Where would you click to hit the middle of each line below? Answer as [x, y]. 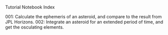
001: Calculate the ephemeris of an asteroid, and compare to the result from [83, 17]
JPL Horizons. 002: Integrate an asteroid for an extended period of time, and [84, 22]
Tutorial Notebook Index [30, 7]
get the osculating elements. [35, 27]
